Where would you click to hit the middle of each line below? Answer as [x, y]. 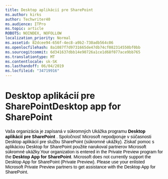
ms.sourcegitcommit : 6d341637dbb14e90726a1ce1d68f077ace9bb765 [73, 52]
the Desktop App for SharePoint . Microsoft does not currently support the [78, 157]
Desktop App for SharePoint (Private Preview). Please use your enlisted [75, 162]
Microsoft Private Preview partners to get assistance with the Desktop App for [80, 167]
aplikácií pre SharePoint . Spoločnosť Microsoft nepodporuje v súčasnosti [78, 136]
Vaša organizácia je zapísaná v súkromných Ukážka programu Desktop [75, 131]
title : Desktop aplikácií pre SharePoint [49, 10]
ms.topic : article [24, 29]
